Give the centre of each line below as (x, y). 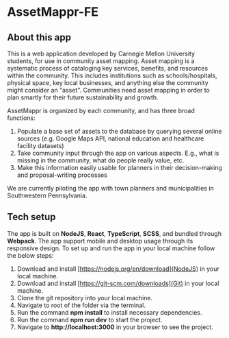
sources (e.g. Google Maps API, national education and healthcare (110, 138)
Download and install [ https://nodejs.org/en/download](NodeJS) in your (118, 269)
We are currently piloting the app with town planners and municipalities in (110, 188)
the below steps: (30, 255)
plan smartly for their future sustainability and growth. (83, 97)
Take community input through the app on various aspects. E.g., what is (118, 153)
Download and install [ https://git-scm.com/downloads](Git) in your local (118, 283)
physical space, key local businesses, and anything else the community (108, 83)
